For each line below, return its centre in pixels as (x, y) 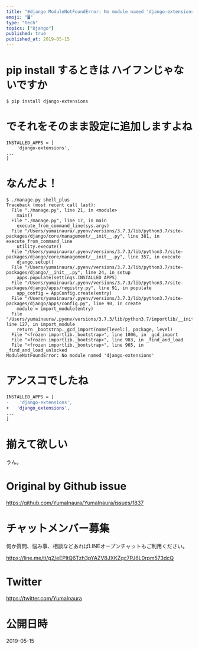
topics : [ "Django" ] (30, 28)
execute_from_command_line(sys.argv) (63, 226)
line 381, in (144, 236)
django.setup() (35, 262)
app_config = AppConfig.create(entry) (64, 293)
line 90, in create (118, 303)
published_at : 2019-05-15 (38, 39)
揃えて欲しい (37, 445)
